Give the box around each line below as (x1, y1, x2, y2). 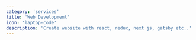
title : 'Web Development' (6, 14, 70, 20)
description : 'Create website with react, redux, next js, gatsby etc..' (6, 25, 192, 31)
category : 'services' (6, 8, 60, 15)
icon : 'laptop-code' (6, 19, 57, 25)
